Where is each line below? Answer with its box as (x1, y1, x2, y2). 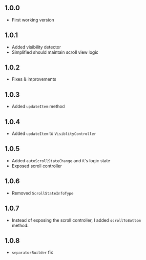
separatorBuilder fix (11, 249, 53, 256)
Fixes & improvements (11, 76, 57, 82)
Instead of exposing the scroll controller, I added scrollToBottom (11, 217, 141, 223)
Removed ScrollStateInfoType (11, 190, 74, 196)
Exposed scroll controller (11, 163, 62, 169)
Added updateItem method (11, 104, 65, 109)
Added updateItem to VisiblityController (11, 130, 96, 136)
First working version (11, 17, 55, 22)
